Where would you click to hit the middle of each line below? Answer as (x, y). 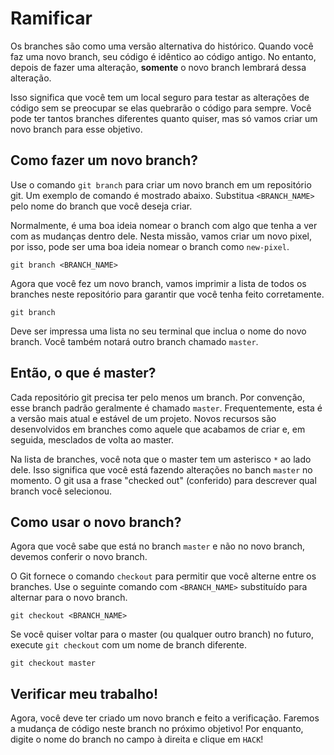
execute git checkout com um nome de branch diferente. (128, 645)
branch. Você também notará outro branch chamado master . (134, 341)
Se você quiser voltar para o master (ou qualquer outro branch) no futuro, (162, 634)
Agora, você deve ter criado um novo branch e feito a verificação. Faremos (165, 718)
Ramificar (51, 18)
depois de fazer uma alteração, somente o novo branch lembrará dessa (158, 67)
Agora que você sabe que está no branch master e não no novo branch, (158, 546)
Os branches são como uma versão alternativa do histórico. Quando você (162, 46)
